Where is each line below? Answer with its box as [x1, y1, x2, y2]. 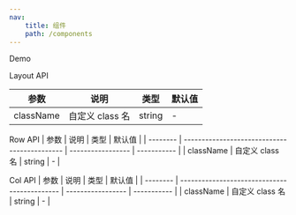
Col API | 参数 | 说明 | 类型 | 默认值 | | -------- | [9, 175, 178, 186]
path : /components [25, 29, 93, 38]
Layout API [9, 70, 49, 81]
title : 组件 [25, 21, 66, 30]
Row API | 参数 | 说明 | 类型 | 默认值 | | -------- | [9, 134, 183, 145]
